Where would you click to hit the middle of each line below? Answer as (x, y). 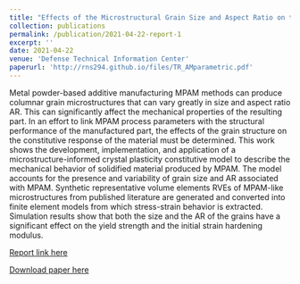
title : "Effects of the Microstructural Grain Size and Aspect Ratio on (147, 17)
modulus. (26, 235)
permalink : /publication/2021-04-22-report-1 (95, 34)
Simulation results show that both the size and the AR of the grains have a (145, 216)
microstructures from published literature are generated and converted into (147, 196)
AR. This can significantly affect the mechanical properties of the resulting (146, 112)
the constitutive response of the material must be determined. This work (142, 140)
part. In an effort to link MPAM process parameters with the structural (137, 121)
